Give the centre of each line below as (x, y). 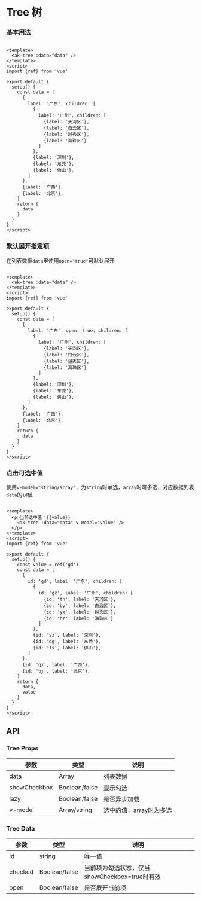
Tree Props (22, 748)
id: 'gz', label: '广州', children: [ (86, 593)
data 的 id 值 (19, 495)
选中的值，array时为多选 (138, 810)
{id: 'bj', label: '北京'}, (56, 671)
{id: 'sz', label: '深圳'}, (67, 635)
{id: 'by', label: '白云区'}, (80, 606)
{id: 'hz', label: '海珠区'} (79, 619)
